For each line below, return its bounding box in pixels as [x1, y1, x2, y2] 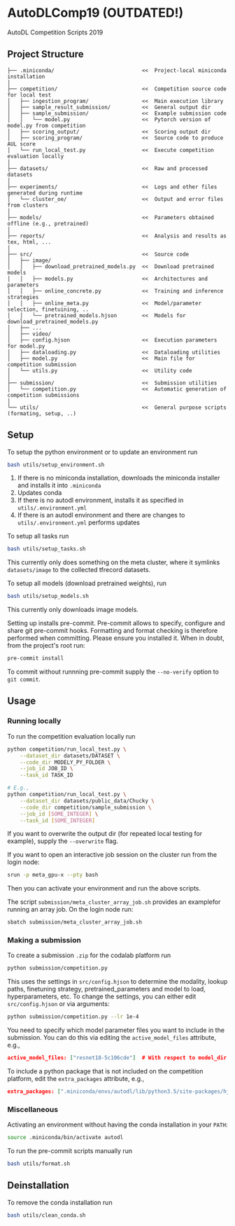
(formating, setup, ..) [7, 410, 77, 417]
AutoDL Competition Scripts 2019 [7, 28, 104, 36]
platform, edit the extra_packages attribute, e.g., [7, 1075, 145, 1083]
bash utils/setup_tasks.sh [7, 545, 86, 552]
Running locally [7, 716, 62, 726]
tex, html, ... [7, 238, 52, 246]
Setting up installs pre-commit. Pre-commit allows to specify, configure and [7, 619, 225, 627]
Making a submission [7, 935, 82, 945]
